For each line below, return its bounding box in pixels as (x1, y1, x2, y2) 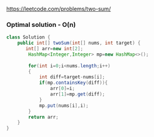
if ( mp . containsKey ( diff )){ (38, 80, 108, 86)
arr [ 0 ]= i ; (50, 86, 75, 92)
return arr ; (28, 114, 59, 120)
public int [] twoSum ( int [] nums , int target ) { (17, 40, 141, 46)
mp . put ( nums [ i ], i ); (38, 102, 89, 109)
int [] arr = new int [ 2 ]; (25, 46, 84, 52)
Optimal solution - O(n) (6, 20, 76, 29)
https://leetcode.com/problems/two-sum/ (6, 6, 111, 12)
